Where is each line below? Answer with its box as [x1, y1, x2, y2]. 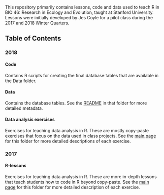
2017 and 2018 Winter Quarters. [5, 20, 70, 26]
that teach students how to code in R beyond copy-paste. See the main [5, 179, 149, 185]
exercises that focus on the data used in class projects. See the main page [5, 133, 156, 139]
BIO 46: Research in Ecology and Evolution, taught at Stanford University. [5, 9, 154, 15]
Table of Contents [5, 34, 62, 43]
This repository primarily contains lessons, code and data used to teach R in [5, 4, 160, 10]
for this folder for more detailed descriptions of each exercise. [5, 138, 131, 144]
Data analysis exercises [5, 116, 55, 123]
